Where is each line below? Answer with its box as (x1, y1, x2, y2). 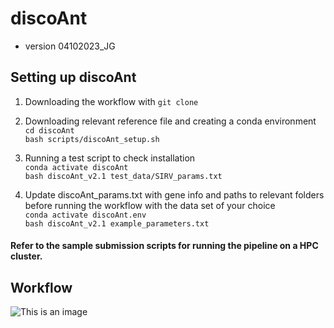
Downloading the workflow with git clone (24, 95, 199, 107)
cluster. (10, 250, 43, 262)
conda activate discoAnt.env (24, 210, 147, 220)
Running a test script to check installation (24, 152, 196, 164)
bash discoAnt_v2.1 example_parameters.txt (24, 218, 210, 229)
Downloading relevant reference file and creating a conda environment (24, 115, 317, 127)
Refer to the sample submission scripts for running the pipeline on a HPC (10, 240, 319, 252)
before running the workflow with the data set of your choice (24, 199, 276, 211)
